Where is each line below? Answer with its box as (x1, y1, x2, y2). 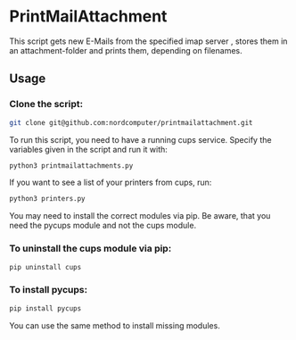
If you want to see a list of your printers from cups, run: (9, 177, 212, 188)
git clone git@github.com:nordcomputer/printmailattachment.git (9, 118, 253, 127)
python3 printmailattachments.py (9, 161, 134, 170)
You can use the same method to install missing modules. (9, 319, 220, 331)
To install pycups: (9, 284, 87, 296)
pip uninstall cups (9, 262, 82, 271)
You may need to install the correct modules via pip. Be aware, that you (9, 211, 271, 221)
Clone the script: (9, 98, 83, 111)
